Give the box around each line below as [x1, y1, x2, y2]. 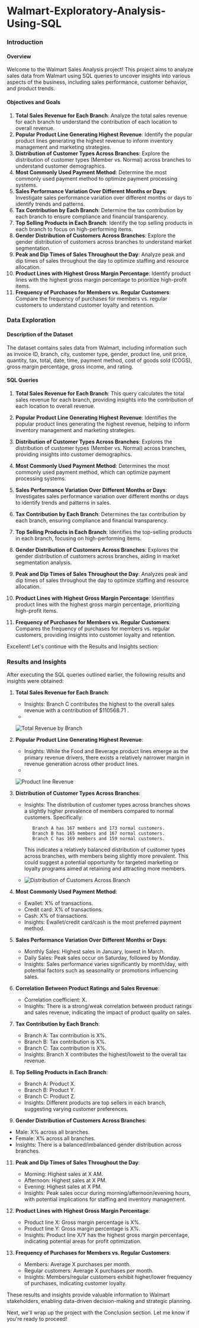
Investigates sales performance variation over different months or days [15, 492, 189, 500]
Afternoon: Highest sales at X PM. [24, 1177, 107, 1184]
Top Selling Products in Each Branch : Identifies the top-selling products [15, 528, 192, 536]
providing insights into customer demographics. [15, 451, 132, 458]
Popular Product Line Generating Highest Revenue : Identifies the [15, 414, 177, 421]
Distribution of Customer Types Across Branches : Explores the [15, 438, 172, 445]
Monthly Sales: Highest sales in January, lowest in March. [24, 948, 165, 955]
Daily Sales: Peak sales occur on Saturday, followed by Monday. [24, 954, 181, 961]
